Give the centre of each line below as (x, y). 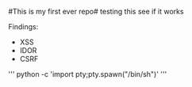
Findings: (23, 26)
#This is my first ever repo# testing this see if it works (96, 11)
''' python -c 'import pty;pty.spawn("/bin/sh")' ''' (88, 74)
